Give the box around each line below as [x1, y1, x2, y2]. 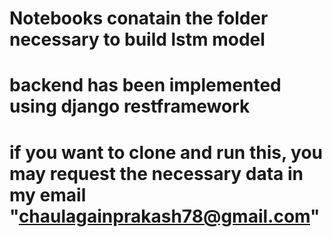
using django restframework [9, 95, 251, 118]
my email [9, 183, 87, 206]
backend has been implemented [9, 74, 282, 97]
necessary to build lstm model [9, 28, 266, 51]
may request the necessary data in [9, 162, 304, 185]
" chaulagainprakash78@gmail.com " [9, 205, 321, 227]
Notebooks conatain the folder [9, 7, 269, 30]
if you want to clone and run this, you [9, 141, 323, 164]
